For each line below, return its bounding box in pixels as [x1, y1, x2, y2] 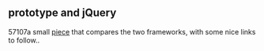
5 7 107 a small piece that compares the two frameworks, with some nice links [8, 27, 256, 36]
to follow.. [8, 35, 40, 45]
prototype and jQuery [8, 6, 117, 20]
